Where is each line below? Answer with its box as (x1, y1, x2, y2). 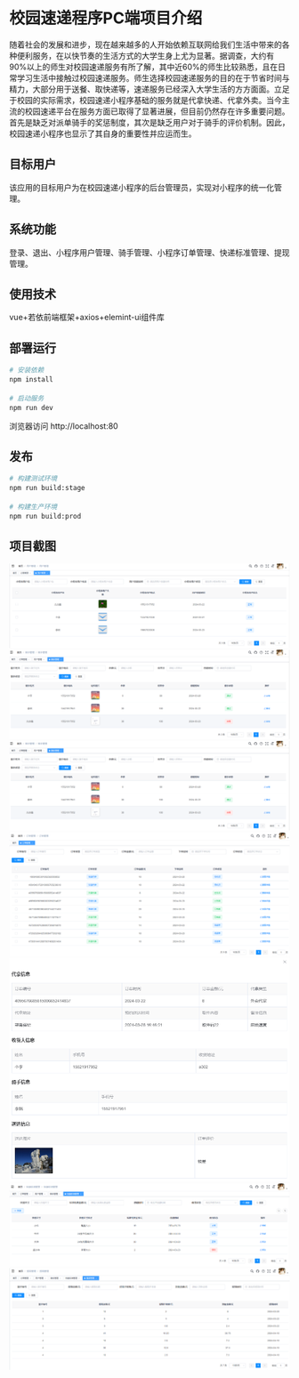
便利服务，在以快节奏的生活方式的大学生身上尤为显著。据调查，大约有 (16, 50, 274, 60)
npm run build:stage (9, 484, 86, 493)
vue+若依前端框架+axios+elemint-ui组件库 (9, 312, 165, 323)
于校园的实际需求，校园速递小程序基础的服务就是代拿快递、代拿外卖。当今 (9, 94, 282, 105)
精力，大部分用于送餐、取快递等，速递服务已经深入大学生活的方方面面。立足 (9, 84, 290, 94)
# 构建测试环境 (9, 474, 58, 483)
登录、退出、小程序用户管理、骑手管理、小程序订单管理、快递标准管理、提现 (9, 246, 290, 258)
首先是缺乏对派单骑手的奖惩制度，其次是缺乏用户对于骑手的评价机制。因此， (9, 117, 290, 127)
